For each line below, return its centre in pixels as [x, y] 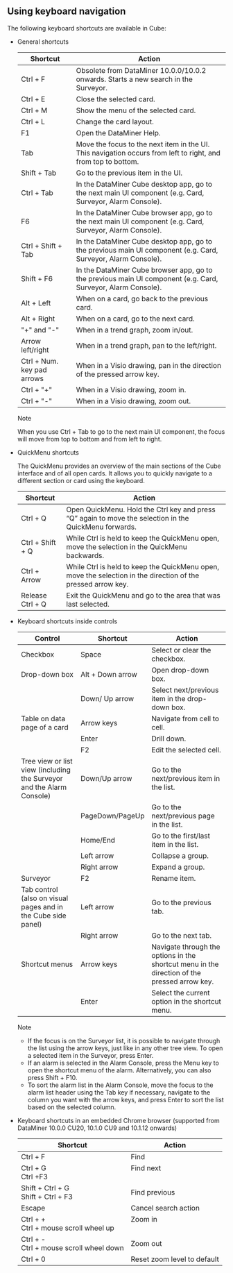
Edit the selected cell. [187, 750]
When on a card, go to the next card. [136, 319]
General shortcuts [43, 42]
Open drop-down [180, 670]
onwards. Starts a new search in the [134, 79]
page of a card [45, 727]
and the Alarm [44, 787]
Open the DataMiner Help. [118, 133]
